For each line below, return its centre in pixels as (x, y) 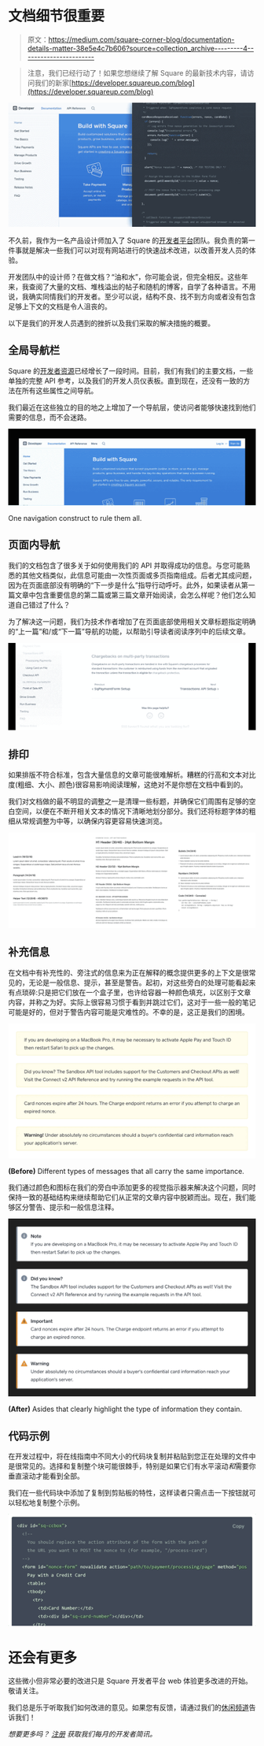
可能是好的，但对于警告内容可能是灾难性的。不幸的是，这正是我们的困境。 (128, 1012)
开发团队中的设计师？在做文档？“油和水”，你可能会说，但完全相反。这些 (125, 277)
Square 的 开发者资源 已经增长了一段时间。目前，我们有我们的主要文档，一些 (131, 370)
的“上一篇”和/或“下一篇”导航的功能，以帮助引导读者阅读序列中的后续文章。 (129, 631)
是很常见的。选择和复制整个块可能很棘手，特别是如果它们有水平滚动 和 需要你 (132, 1466)
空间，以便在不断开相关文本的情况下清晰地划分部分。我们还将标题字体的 (132, 812)
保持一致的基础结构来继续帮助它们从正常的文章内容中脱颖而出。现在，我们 (128, 1198)
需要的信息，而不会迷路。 (49, 417)
